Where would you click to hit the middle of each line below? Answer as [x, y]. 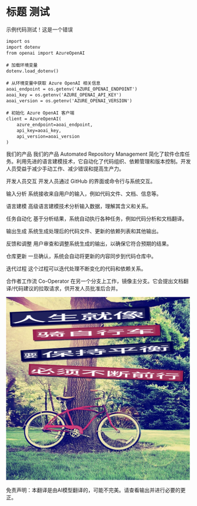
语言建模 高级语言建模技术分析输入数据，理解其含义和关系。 [79, 206]
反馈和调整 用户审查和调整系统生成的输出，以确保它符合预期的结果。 [89, 243]
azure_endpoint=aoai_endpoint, [55, 125]
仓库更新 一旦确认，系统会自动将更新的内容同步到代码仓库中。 [81, 256]
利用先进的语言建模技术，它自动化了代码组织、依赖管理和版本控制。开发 [103, 161]
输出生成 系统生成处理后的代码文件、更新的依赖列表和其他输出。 [84, 231]
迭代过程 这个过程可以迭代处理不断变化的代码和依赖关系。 [76, 269]
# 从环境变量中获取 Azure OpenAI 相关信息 [53, 83]
